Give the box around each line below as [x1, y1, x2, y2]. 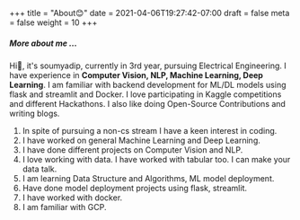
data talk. [22, 163, 57, 174]
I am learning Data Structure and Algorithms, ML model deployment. [22, 172, 275, 183]
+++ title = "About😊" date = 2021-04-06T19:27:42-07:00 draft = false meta [9, 8, 290, 18]
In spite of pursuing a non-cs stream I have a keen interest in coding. [22, 125, 278, 136]
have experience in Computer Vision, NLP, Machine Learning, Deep [9, 69, 263, 80]
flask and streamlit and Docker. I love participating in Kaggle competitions [9, 89, 282, 100]
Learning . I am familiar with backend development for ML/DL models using [9, 79, 287, 90]
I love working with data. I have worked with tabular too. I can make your [22, 154, 291, 164]
